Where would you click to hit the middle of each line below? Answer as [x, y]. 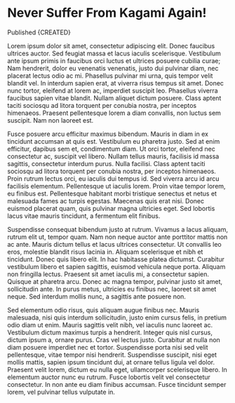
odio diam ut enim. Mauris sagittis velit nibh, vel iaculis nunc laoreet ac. [110, 325]
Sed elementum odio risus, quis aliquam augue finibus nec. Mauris [103, 310]
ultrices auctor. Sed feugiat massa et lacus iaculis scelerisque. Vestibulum [114, 53]
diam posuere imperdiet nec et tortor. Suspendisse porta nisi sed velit [108, 347]
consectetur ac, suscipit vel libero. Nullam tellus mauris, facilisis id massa [113, 156]
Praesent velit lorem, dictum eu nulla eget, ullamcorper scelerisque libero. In [117, 369]
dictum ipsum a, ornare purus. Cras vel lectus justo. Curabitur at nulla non [114, 340]
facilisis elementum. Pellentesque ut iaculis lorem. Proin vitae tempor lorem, [116, 186]
